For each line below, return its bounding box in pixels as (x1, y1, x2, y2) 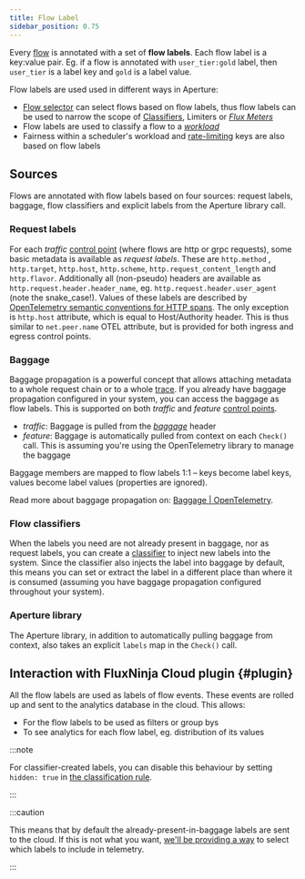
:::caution (9, 807, 46, 818)
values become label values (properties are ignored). (9, 477, 208, 488)
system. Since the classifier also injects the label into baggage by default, (9, 557, 285, 569)
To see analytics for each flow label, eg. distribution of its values (22, 727, 265, 738)
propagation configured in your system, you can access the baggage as (9, 393, 280, 404)
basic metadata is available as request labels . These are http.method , (9, 253, 271, 264)
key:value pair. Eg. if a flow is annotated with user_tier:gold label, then (9, 56, 278, 67)
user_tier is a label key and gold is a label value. (9, 66, 192, 77)
